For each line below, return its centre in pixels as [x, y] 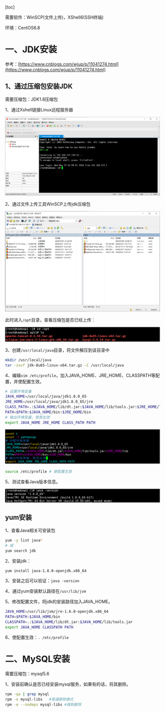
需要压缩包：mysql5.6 [27, 674]
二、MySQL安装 [38, 659]
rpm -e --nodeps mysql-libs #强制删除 [43, 705]
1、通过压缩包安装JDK [39, 87]
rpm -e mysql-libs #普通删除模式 [39, 699]
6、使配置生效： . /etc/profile [37, 637]
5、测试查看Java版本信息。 [33, 481]
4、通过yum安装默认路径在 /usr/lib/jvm [46, 591]
